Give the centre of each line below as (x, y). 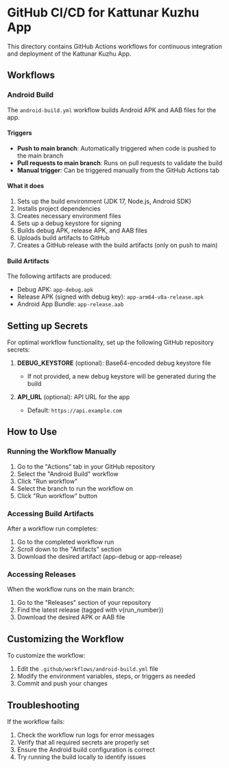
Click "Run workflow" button (57, 495)
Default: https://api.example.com (74, 410)
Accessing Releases (42, 574)
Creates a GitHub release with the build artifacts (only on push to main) (117, 245)
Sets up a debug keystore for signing (69, 223)
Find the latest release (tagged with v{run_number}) (90, 610)
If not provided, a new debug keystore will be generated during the (122, 376)
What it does (26, 186)
